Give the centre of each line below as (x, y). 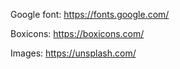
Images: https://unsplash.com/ (73, 53)
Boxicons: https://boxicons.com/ (77, 33)
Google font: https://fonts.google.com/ (90, 14)
